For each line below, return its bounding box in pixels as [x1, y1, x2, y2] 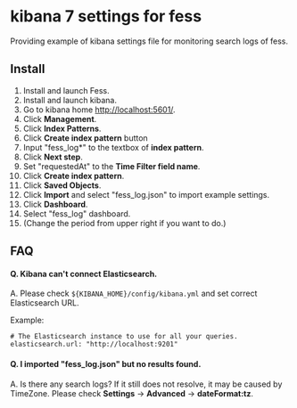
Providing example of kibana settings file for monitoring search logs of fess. [10, 36, 289, 46]
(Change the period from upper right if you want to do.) [22, 217, 227, 228]
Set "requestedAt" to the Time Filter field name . [22, 160, 201, 171]
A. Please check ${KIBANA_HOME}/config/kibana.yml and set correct [10, 288, 258, 299]
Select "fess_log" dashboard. [22, 208, 131, 219]
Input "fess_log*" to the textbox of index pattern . [22, 142, 204, 152]
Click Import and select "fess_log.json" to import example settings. [22, 189, 270, 200]
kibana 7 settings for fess [10, 6, 202, 27]
